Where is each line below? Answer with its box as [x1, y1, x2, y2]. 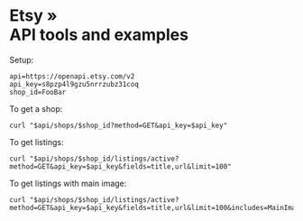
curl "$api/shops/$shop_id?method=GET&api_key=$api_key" [9, 121, 228, 130]
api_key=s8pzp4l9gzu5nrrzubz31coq [9, 79, 140, 88]
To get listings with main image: [9, 178, 127, 189]
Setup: [9, 54, 34, 65]
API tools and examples [9, 24, 189, 45]
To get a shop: [9, 103, 63, 114]
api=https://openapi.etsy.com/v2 [9, 71, 135, 81]
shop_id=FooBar [9, 87, 67, 97]
